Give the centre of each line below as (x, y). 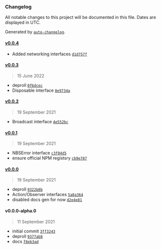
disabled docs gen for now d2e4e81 (47, 199)
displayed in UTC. (23, 22)
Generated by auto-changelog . (35, 32)
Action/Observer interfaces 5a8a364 (48, 195)
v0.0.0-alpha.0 (21, 211)
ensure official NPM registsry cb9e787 (50, 158)
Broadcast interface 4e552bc (40, 121)
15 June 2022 (31, 76)
